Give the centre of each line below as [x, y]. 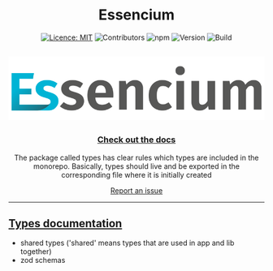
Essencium [136, 15]
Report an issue [136, 190]
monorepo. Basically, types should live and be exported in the [136, 166]
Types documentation [65, 224]
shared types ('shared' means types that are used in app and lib [127, 243]
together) [36, 252]
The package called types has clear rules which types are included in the [136, 157]
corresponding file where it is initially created [136, 174]
